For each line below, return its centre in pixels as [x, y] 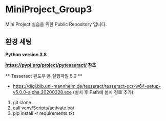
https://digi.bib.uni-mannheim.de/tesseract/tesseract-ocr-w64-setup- [87, 86]
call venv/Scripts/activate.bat [43, 108]
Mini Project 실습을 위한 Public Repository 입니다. [56, 24]
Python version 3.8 [26, 54]
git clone [22, 102]
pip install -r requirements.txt [43, 113]
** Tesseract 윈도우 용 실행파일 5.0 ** [44, 76]
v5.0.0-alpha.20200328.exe [42, 92]
